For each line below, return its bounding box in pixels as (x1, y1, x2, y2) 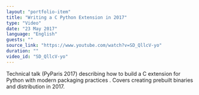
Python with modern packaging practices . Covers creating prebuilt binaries (6, 76, 194, 84)
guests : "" (6, 37, 34, 43)
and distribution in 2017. (6, 82, 65, 90)
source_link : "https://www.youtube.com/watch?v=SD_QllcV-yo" (6, 43, 162, 49)
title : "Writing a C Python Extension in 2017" (6, 14, 128, 20)
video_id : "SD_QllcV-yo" (6, 54, 68, 60)
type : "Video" (6, 20, 42, 26)
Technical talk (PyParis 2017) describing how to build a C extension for (6, 70, 181, 77)
